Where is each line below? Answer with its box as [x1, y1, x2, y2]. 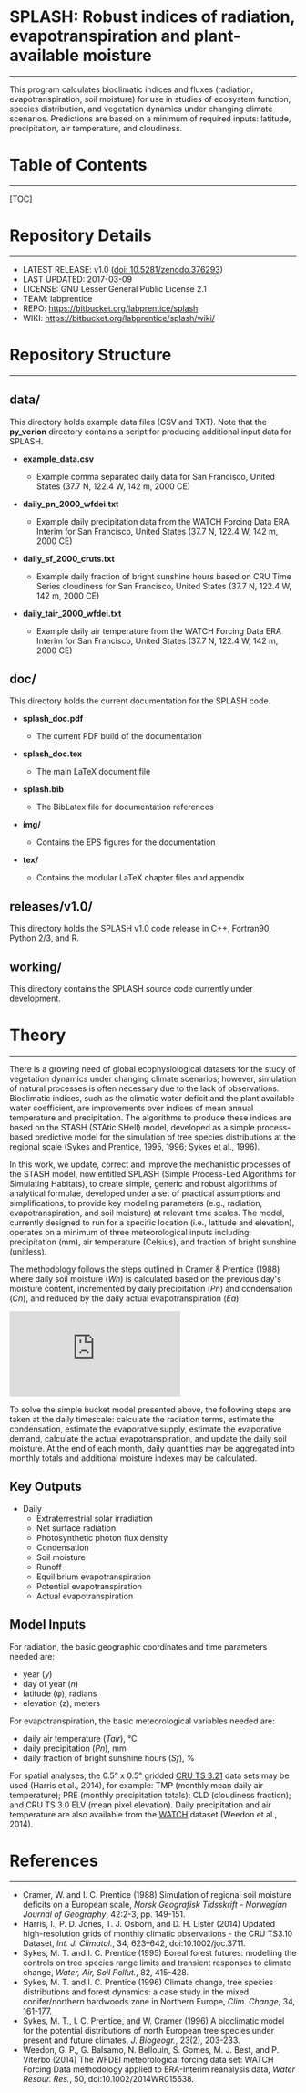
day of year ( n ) [22, 1678, 79, 1689]
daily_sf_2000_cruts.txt [22, 553, 116, 564]
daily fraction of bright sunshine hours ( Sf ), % [22, 1752, 196, 1763]
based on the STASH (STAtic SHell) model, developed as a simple [9, 1121, 255, 1132]
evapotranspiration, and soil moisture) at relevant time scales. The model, [9, 1207, 285, 1218]
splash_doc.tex [22, 748, 83, 759]
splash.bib [22, 784, 65, 795]
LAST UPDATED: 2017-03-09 [22, 274, 133, 285]
